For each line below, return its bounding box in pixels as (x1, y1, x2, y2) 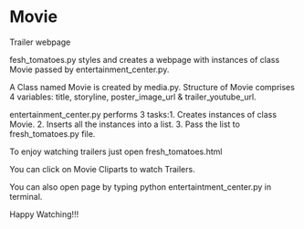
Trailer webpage (9, 36, 71, 47)
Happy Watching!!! (9, 208, 79, 220)
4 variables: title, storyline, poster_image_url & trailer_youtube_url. (9, 91, 257, 102)
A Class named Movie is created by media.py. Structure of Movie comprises (9, 81, 295, 92)
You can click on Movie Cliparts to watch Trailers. (9, 163, 195, 174)
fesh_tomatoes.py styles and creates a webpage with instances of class (9, 54, 280, 65)
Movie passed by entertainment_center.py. (9, 64, 170, 75)
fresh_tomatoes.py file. (9, 128, 96, 139)
